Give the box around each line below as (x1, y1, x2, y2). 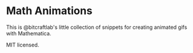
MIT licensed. (6, 41, 40, 48)
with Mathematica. (6, 29, 52, 37)
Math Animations (6, 4, 93, 18)
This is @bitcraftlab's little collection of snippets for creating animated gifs (6, 24, 188, 31)
